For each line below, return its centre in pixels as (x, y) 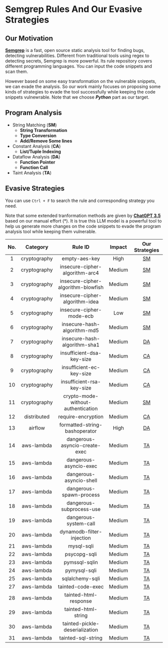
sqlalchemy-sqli (81, 578)
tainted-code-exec (81, 586)
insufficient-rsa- (81, 381)
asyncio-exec (81, 466)
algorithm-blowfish (81, 287)
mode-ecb (81, 316)
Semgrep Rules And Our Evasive (74, 9)
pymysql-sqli (81, 570)
